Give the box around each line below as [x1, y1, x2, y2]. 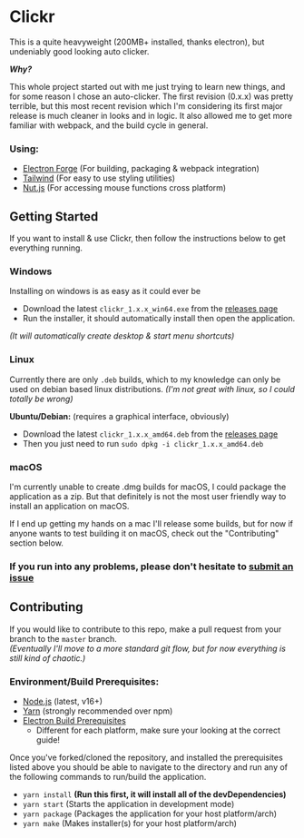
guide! [35, 734, 61, 745]
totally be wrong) [9, 393, 74, 404]
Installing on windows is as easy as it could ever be [9, 286, 201, 297]
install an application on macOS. [9, 500, 130, 511]
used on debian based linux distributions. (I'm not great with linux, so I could [9, 383, 295, 394]
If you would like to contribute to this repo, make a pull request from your [9, 624, 282, 635]
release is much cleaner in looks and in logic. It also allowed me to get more [9, 110, 293, 121]
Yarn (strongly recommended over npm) [22, 705, 173, 716]
